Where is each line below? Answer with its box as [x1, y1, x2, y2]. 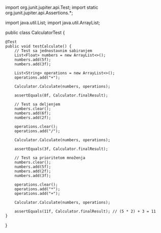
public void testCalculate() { [5, 44, 72, 49]
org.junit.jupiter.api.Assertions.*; [5, 10, 73, 16]
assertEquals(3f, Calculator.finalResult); [14, 146, 109, 151]
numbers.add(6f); [14, 111, 51, 116]
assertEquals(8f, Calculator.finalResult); [14, 93, 109, 98]
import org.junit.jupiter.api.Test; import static [5, 5, 98, 10]
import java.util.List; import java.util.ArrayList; [5, 20, 100, 25]
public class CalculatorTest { [5, 30, 65, 35]
